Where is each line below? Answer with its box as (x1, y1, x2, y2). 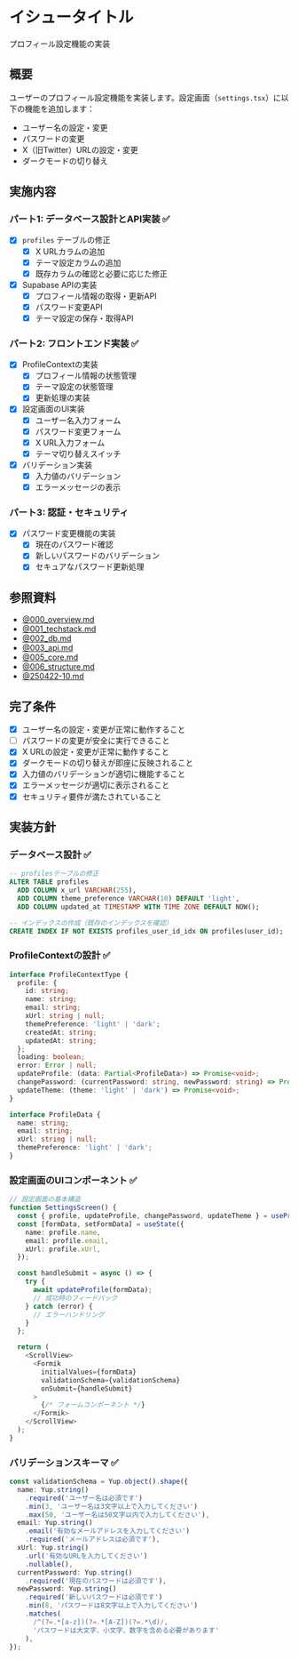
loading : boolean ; (17, 1053, 86, 1062)
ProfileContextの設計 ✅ (9, 950, 111, 962)
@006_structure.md (21, 662, 95, 672)
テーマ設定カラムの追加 (35, 257, 122, 268)
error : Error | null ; (17, 1061, 98, 1071)
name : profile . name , (25, 1228, 101, 1237)
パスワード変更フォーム (35, 426, 122, 437)
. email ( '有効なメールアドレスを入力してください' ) (25, 1527, 191, 1536)
